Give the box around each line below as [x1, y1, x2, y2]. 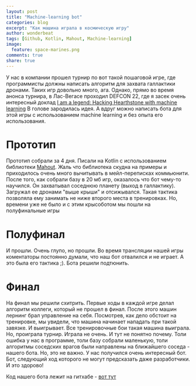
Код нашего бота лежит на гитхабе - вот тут [6, 373, 116, 380]
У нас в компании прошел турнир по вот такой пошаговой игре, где [6, 74, 176, 81]
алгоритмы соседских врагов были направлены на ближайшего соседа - [6, 343, 190, 350]
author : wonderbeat [6, 31, 54, 36]
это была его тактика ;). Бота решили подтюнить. [6, 259, 130, 267]
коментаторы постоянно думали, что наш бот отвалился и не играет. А [6, 253, 184, 260]
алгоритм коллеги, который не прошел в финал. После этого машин [6, 306, 177, 313]
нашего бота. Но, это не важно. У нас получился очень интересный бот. [6, 350, 187, 357]
